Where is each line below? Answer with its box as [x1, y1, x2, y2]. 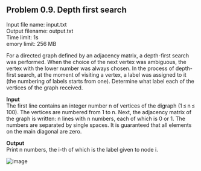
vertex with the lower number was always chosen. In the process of [6, 65, 174, 72]
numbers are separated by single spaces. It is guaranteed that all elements [6, 121, 192, 129]
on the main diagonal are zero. [6, 127, 82, 135]
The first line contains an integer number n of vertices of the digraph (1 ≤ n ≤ [6, 102, 196, 109]
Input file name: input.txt [6, 21, 68, 28]
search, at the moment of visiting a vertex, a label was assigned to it [17, 71, 187, 78]
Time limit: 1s [6, 33, 39, 41]
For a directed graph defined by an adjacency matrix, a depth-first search [6, 51, 190, 59]
